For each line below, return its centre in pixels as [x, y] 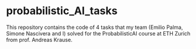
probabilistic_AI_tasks [62, 11]
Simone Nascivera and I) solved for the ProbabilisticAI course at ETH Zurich [98, 33]
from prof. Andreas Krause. [39, 40]
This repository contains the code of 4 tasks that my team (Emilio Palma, [95, 27]
